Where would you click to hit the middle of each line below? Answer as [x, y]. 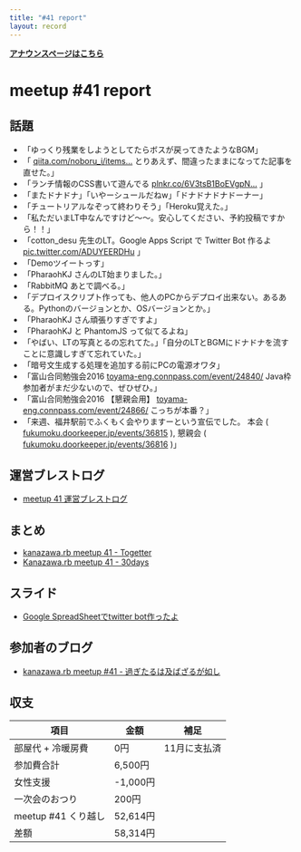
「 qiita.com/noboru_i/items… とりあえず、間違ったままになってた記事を [157, 160]
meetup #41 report [81, 90]
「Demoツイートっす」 [65, 263]
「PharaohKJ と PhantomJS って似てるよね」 [107, 331]
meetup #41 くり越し [60, 816]
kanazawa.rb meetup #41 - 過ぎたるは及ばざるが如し [121, 671]
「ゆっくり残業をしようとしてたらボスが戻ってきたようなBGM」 [142, 150]
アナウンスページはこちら [57, 53]
